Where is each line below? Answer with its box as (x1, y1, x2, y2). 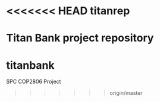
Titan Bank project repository (6, 31, 154, 45)
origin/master (109, 90, 143, 97)
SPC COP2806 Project (6, 78, 61, 85)
